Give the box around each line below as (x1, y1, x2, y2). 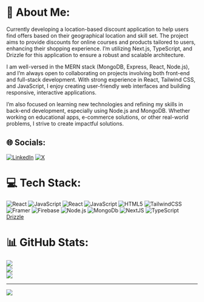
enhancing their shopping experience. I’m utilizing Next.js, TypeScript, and (6, 45, 192, 52)
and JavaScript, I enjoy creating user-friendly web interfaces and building (6, 82, 191, 90)
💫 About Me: (6, 5, 70, 19)
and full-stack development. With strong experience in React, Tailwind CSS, (6, 76, 196, 83)
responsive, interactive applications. (6, 89, 97, 96)
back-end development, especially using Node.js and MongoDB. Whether (6, 107, 190, 114)
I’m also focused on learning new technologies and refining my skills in (6, 100, 183, 108)
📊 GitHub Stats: (6, 235, 89, 249)
